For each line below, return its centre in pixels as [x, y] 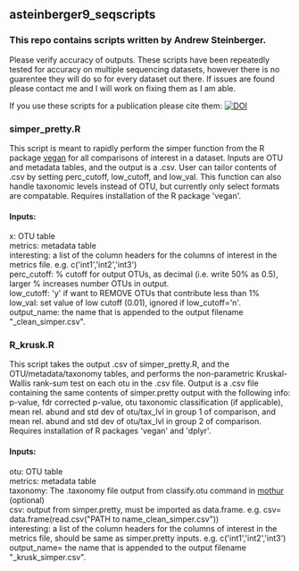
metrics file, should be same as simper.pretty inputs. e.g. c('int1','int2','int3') [148, 538]
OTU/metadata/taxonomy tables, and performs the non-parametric [132, 374]
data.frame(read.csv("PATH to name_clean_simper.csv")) [114, 519]
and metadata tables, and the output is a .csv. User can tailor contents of [143, 167]
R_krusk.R [32, 345]
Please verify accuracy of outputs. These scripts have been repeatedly [140, 60]
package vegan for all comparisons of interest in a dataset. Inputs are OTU [146, 158]
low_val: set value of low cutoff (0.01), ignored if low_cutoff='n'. [125, 303]
